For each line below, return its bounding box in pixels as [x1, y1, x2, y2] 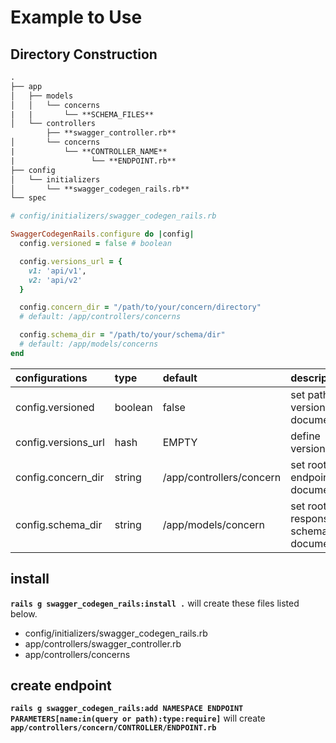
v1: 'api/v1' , [28, 266, 87, 276]
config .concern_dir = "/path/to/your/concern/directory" [19, 302, 262, 313]
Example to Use [10, 6, 143, 29]
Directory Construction [10, 46, 158, 63]
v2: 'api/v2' [28, 275, 83, 285]
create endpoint [10, 677, 112, 694]
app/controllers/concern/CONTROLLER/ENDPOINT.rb [10, 723, 217, 733]
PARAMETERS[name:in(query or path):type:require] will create [10, 712, 266, 725]
